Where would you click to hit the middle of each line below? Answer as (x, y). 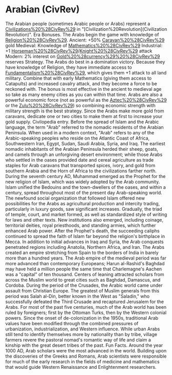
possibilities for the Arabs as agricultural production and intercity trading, (83, 203)
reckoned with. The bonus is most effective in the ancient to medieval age (83, 89)
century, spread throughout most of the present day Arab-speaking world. (84, 192)
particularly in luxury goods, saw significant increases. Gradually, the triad (84, 209)
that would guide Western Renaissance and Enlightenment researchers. (81, 367)
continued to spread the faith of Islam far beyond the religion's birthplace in (85, 236)
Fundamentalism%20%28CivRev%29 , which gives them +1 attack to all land (86, 72)
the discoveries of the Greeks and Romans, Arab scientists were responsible (86, 356)
